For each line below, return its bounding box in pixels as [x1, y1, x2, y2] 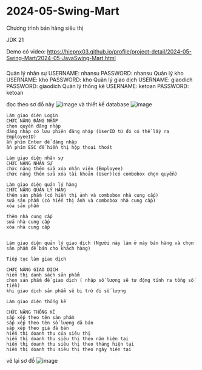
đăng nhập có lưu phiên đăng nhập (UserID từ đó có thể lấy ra [6, 128, 170, 134]
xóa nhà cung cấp [6, 224, 50, 230]
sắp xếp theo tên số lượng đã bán [6, 320, 94, 326]
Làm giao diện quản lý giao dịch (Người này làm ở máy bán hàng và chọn [6, 240, 194, 246]
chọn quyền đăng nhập [6, 123, 61, 129]
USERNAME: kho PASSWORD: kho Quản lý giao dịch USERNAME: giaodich [6, 76, 193, 83]
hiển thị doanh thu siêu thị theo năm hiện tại [6, 335, 129, 341]
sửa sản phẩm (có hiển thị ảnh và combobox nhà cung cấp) [6, 197, 156, 204]
